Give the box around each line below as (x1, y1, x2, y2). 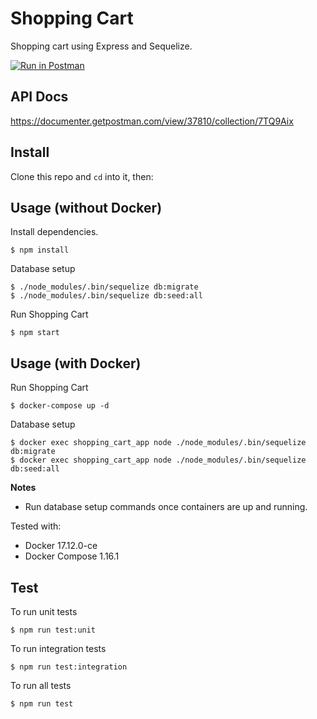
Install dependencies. (10, 226, 99, 238)
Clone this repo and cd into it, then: (10, 170, 154, 182)
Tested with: (10, 520, 62, 532)
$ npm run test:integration (10, 662, 128, 672)
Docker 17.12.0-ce (24, 540, 98, 552)
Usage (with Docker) (10, 355, 142, 372)
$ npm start (10, 328, 60, 338)
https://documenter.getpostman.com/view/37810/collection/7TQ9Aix (10, 115, 294, 127)
